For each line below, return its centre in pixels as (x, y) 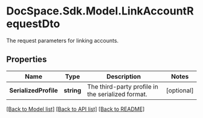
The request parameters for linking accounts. (63, 40)
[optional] (180, 90)
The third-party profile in (123, 87)
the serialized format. (117, 94)
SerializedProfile (34, 90)
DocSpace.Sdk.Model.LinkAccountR (100, 11)
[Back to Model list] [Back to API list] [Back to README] (76, 109)
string (72, 90)
